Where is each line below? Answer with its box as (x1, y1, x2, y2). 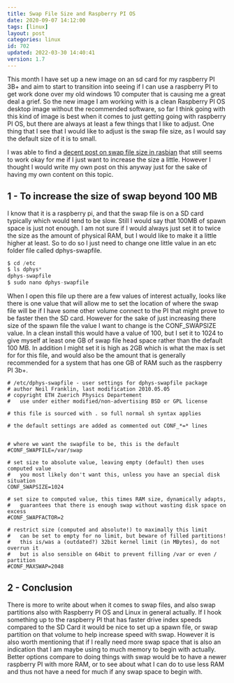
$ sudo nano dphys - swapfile (7, 279, 89, 287)
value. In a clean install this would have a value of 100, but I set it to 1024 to (7, 329, 224, 338)
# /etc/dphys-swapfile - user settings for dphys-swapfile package (7, 380, 208, 387)
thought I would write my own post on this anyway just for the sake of (7, 162, 207, 171)
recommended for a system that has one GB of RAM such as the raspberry (7, 359, 222, 367)
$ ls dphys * (7, 266, 42, 273)
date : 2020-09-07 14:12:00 (7, 17, 86, 24)
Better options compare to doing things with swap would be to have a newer (7, 652, 227, 661)
